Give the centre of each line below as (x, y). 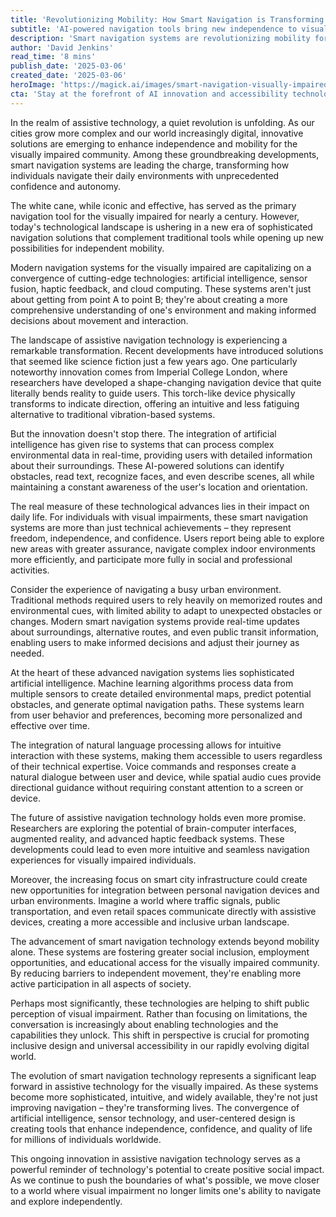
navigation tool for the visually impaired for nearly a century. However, (155, 216)
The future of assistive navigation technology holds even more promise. (158, 817)
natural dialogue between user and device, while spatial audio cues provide (166, 777)
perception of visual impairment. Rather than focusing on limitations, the (159, 1013)
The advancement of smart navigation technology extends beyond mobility (165, 941)
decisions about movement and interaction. (99, 320)
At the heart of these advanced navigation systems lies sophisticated (152, 672)
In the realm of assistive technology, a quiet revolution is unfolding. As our (162, 122)
